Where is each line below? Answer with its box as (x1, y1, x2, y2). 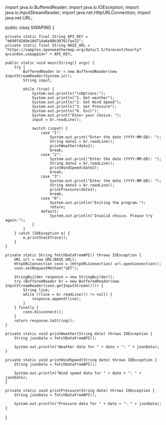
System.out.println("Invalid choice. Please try (49, 213, 153, 218)
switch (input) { (31, 126, 68, 131)
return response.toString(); (14, 318, 75, 323)
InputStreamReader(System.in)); (5, 73, 72, 78)
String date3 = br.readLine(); (49, 183, 115, 188)
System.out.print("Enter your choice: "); (31, 113, 122, 118)
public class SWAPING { (5, 24, 55, 30)
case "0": (40, 196, 61, 201)
